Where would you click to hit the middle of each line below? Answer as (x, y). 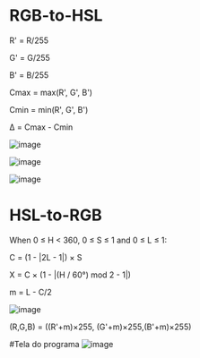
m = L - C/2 (30, 292)
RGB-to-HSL (56, 16)
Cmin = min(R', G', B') (49, 109)
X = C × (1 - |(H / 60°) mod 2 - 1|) (70, 275)
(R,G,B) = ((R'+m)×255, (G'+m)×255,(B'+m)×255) (100, 327)
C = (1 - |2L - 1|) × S (46, 257)
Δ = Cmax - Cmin (41, 127)
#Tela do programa (44, 344)
